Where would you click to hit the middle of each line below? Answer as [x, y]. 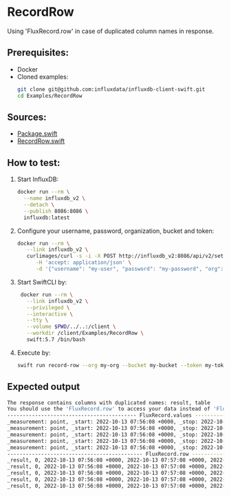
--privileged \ [48, 307]
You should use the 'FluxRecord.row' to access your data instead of [109, 409]
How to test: [34, 163]
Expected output [44, 387]
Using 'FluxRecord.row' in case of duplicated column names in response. [111, 31]
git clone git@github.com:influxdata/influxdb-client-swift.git [111, 89]
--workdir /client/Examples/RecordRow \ [85, 333]
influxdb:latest [47, 218]
